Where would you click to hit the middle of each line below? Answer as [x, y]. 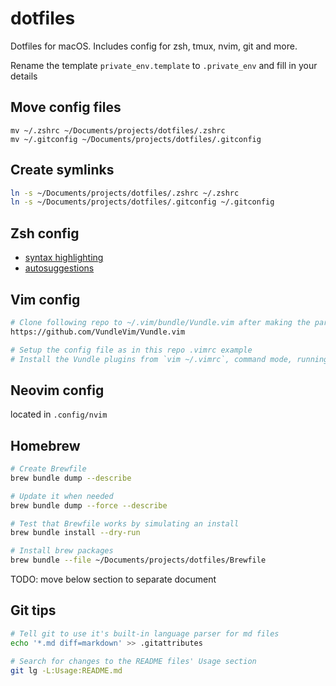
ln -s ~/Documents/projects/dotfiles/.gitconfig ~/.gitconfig [142, 202]
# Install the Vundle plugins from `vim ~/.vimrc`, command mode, [151, 359]
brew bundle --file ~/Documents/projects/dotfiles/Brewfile [138, 560]
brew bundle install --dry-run [75, 533]
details [24, 76]
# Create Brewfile [48, 469]
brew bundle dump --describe [71, 478]
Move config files [66, 107]
